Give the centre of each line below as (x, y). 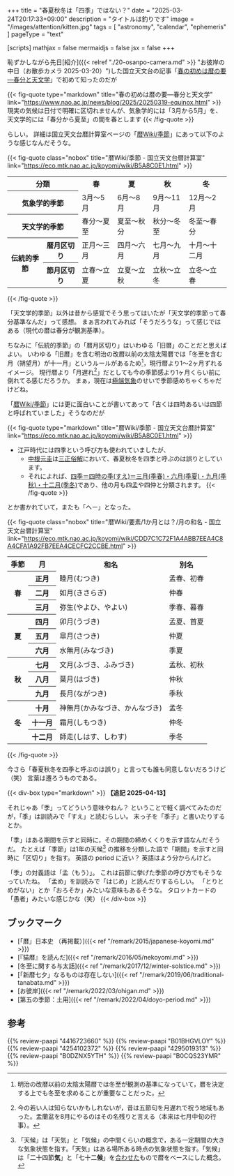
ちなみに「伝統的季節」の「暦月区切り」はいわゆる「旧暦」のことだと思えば (117, 345)
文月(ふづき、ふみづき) (97, 665)
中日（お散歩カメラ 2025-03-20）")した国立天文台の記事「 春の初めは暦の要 (117, 71)
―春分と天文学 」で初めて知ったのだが (62, 80)
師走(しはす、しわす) (93, 737)
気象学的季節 (43, 203)
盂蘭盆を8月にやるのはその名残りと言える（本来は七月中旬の (123, 1116)
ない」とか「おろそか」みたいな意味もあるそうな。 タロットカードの (118, 890)
